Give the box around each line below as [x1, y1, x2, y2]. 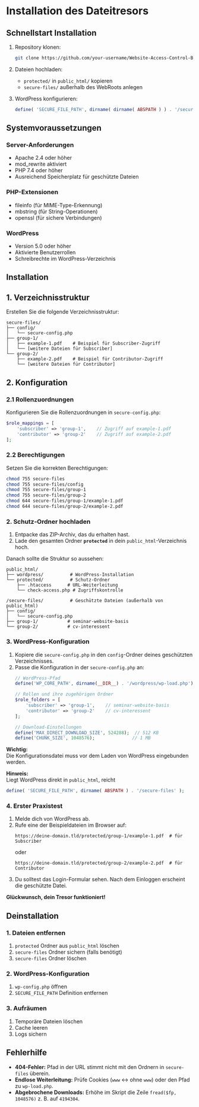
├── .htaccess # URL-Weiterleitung [17, 582, 118, 589]
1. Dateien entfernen [6, 928, 66, 937]
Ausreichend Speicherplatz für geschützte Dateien [14, 173, 139, 181]
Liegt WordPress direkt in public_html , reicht [6, 776, 116, 783]
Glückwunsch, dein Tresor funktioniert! [6, 894, 106, 901]
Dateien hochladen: [14, 65, 63, 72]
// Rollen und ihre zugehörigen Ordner [14, 691, 114, 697]
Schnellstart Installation [6, 28, 97, 38]
